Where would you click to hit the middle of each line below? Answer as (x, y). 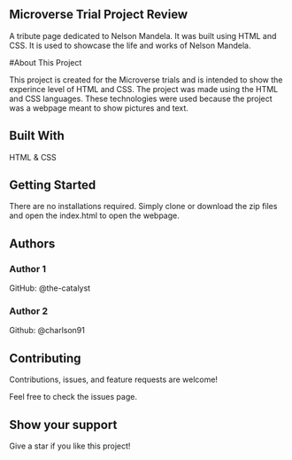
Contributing (45, 358)
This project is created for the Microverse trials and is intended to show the (146, 80)
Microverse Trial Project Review (99, 15)
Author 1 (28, 269)
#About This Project (46, 62)
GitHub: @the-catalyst (50, 288)
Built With (37, 136)
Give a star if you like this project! (70, 446)
